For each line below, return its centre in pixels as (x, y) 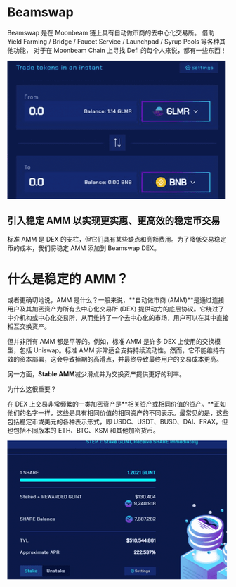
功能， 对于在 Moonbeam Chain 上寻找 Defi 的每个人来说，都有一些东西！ (120, 50)
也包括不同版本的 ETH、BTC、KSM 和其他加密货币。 (83, 430)
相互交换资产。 (29, 326)
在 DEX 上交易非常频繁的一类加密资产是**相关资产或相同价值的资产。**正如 (117, 404)
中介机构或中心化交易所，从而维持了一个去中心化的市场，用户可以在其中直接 (118, 317)
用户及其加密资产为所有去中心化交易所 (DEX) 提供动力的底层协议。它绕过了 (116, 309)
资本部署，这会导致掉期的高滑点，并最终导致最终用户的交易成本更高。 (121, 359)
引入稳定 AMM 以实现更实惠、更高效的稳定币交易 (114, 221)
